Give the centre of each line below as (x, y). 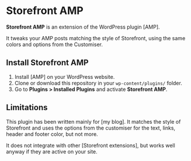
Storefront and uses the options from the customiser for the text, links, (91, 128)
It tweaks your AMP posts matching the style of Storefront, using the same (96, 38)
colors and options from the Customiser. (55, 44)
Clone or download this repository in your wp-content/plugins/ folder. (98, 83)
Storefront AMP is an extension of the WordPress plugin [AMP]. (83, 27)
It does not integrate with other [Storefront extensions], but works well (91, 145)
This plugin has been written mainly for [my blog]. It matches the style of (93, 121)
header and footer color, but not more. (52, 134)
